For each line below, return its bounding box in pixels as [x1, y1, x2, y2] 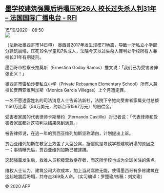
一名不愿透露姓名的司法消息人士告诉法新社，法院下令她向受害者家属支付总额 [5, 97, 159, 103]
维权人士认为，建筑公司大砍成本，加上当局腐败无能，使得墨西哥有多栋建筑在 [5, 167, 159, 173]
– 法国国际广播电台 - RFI [5, 14, 77, 22]
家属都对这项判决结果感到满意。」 [13, 120, 80, 126]
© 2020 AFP [5, 183, 31, 189]
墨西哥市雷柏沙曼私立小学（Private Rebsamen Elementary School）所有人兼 [5, 81, 158, 87]
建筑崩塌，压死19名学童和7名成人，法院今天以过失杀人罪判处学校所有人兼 [9, 48, 158, 54]
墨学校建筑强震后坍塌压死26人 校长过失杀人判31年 [5, 4, 157, 13]
